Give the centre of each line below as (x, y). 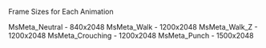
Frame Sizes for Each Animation (61, 12)
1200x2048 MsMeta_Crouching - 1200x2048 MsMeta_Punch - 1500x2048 (131, 36)
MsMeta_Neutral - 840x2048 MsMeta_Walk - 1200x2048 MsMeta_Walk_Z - (133, 27)
